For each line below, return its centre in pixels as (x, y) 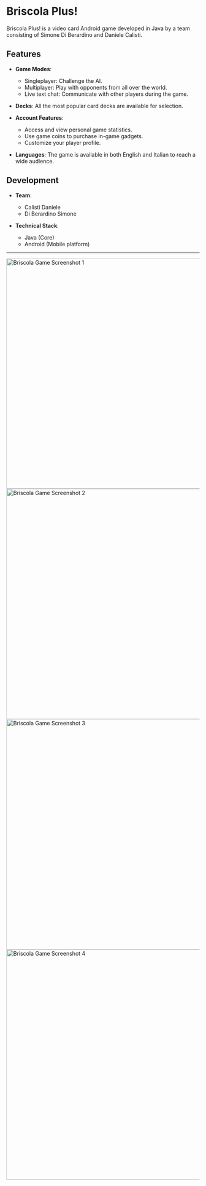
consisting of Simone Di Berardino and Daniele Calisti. (74, 34)
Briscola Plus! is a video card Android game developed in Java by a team (98, 28)
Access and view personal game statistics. (78, 130)
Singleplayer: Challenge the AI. (63, 80)
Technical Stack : (37, 225)
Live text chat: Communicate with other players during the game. (106, 94)
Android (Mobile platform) (57, 244)
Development (33, 180)
